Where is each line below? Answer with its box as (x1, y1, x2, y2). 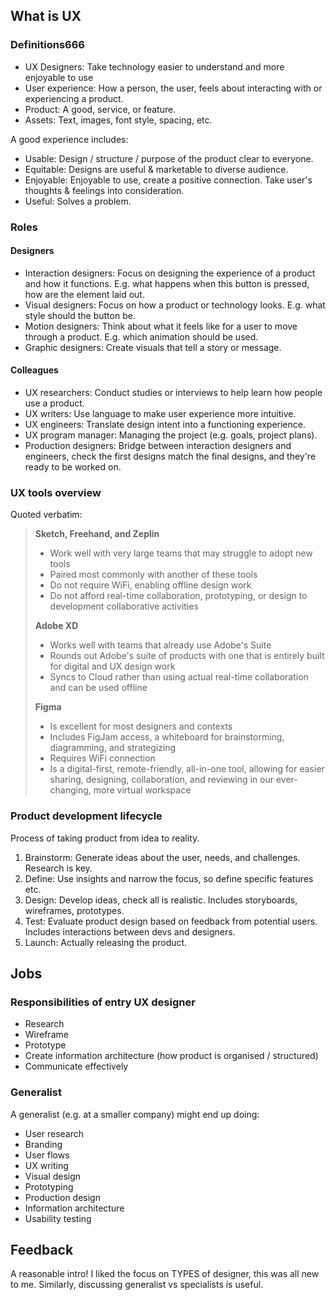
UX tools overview (10, 485, 102, 499)
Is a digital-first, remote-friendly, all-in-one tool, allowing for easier (49, 763, 325, 775)
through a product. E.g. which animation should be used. (24, 330, 259, 343)
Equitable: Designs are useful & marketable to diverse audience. (24, 163, 289, 175)
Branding (24, 1138, 63, 1150)
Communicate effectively (24, 1060, 129, 1073)
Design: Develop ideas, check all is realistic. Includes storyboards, (24, 894, 298, 906)
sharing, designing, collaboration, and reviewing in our (49, 774, 275, 786)
